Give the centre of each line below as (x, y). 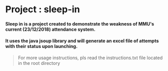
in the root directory (39, 63)
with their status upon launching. (42, 46)
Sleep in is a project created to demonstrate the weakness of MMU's (80, 23)
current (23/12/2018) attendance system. (51, 29)
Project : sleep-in (43, 9)
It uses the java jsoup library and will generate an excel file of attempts (82, 41)
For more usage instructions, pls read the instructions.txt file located (90, 58)
